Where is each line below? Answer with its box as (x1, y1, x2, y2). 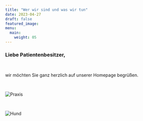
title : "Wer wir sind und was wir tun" (5, 7, 88, 12)
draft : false (5, 16, 32, 21)
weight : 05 (14, 35, 37, 40)
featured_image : (5, 21, 39, 26)
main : (9, 30, 21, 35)
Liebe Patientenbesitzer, (5, 51, 66, 58)
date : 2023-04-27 (5, 12, 41, 17)
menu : (5, 26, 16, 31)
